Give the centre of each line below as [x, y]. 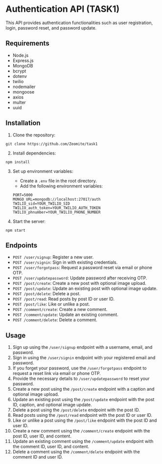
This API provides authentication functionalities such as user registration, [79, 23]
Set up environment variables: [43, 171]
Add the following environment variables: [61, 186]
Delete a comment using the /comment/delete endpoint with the [76, 452]
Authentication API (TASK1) [62, 9]
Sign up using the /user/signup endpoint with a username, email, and [82, 347]
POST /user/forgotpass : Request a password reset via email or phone [82, 268]
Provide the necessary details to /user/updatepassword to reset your [81, 379]
